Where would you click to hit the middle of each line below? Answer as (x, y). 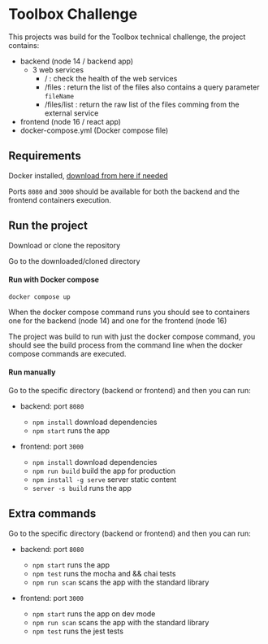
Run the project (48, 226)
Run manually (32, 372)
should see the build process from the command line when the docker (126, 345)
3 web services (58, 69)
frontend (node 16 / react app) (71, 121)
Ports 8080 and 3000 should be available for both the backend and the (124, 191)
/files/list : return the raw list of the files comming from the (142, 104)
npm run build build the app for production (104, 471)
